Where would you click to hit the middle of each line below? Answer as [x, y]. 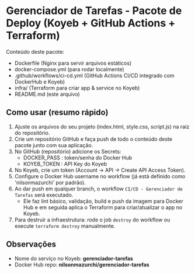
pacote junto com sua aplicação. [54, 145]
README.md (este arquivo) [47, 94]
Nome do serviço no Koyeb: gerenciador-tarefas [74, 258]
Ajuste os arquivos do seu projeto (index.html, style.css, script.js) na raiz [102, 126]
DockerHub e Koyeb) [40, 81]
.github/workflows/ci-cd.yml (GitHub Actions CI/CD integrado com [95, 75]
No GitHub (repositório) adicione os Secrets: [68, 151]
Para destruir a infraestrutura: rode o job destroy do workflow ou [92, 220]
